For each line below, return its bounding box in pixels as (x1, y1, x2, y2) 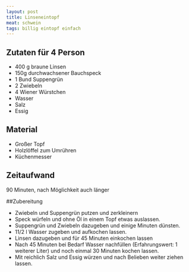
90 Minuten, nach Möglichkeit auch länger (6, 186, 110, 193)
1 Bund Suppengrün (14, 76, 64, 83)
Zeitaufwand (6, 170, 55, 180)
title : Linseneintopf (6, 14, 60, 20)
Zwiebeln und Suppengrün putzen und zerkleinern (14, 209, 138, 216)
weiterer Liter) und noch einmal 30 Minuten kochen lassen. (14, 247, 159, 254)
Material (6, 124, 37, 135)
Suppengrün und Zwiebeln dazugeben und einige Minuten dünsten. (14, 221, 181, 229)
